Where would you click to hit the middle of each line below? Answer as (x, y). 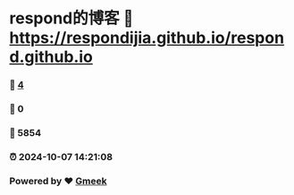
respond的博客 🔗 (71, 18)
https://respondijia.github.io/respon (147, 38)
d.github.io (51, 57)
